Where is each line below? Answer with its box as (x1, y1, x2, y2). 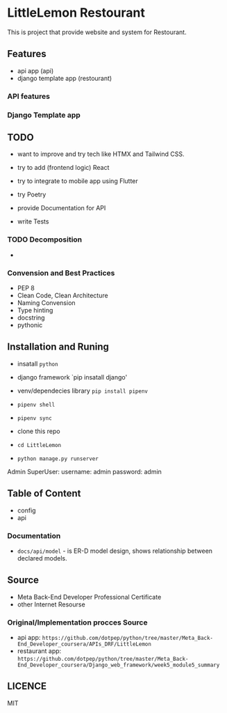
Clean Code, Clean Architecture (17, 291, 109, 299)
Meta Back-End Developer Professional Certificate (17, 593, 162, 601)
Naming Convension (17, 299, 76, 307)
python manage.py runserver (17, 455, 99, 462)
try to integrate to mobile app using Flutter (17, 177, 139, 185)
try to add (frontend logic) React (17, 164, 110, 172)
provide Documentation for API (17, 204, 106, 212)
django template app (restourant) (17, 74, 112, 82)
